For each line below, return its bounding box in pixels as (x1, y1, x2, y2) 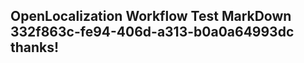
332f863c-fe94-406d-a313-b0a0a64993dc (10, 24, 295, 41)
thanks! (10, 39, 60, 56)
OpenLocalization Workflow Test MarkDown (10, 8, 292, 25)
